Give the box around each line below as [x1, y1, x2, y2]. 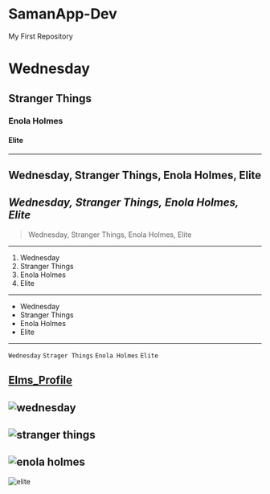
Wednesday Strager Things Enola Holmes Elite [8, 351, 159, 360]
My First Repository [8, 31, 74, 41]
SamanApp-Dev [8, 5, 118, 23]
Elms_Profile [8, 374, 73, 387]
